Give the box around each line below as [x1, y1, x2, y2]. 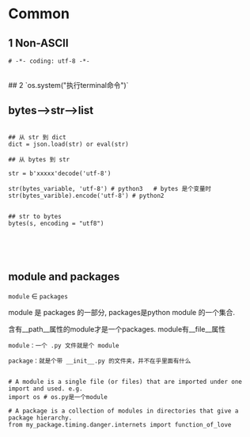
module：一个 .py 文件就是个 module [8, 341, 119, 349]
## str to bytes [8, 212, 62, 220]
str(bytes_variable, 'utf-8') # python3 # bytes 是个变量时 [8, 184, 212, 192]
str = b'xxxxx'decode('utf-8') [8, 169, 112, 177]
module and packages [8, 270, 120, 283]
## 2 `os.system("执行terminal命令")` [8, 81, 129, 89]
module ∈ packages [8, 291, 69, 301]
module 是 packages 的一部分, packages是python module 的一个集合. [8, 307, 236, 317]
